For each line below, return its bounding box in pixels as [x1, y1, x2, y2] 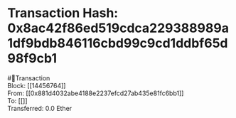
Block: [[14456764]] [7, 81, 66, 90]
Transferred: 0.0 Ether [7, 104, 73, 112]
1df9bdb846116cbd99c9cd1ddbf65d [7, 36, 229, 51]
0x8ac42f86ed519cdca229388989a [7, 20, 230, 36]
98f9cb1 [7, 50, 57, 67]
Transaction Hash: [7, 5, 119, 21]
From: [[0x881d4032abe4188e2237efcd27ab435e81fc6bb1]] [7, 89, 184, 97]
